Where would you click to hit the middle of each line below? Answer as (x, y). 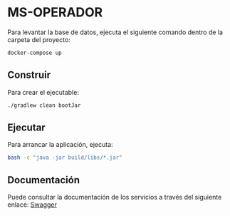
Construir (29, 75)
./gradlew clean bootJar (44, 105)
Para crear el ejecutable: (43, 92)
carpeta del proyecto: (39, 39)
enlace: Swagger (32, 205)
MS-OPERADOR (55, 12)
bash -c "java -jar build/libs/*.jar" (65, 158)
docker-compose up (35, 53)
